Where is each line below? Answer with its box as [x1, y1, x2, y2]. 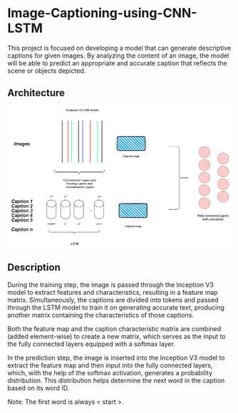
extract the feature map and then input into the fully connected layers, [7, 361, 213, 370]
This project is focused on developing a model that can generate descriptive [7, 43, 232, 52]
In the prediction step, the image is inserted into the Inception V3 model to [7, 353, 226, 362]
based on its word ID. [7, 383, 70, 392]
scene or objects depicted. [7, 66, 86, 75]
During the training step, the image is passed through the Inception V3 [7, 280, 214, 289]
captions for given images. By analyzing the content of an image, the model [7, 51, 229, 60]
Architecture [7, 87, 66, 99]
